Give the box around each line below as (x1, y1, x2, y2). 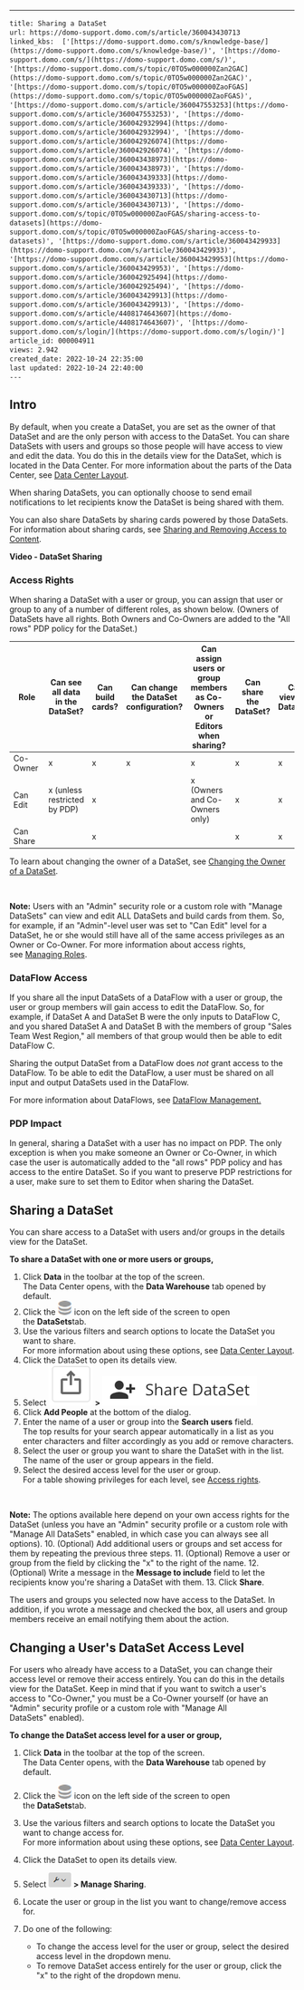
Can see (50, 677, 82, 688)
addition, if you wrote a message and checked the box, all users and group (9, 1604, 288, 1615)
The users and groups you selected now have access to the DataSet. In (9, 1595, 276, 1606)
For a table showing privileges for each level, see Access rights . (22, 1474, 261, 1485)
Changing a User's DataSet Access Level (9, 1640, 244, 1655)
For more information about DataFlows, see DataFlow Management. (9, 1094, 261, 1106)
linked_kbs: (9, 37, 54, 46)
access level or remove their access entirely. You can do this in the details (9, 1674, 285, 1684)
